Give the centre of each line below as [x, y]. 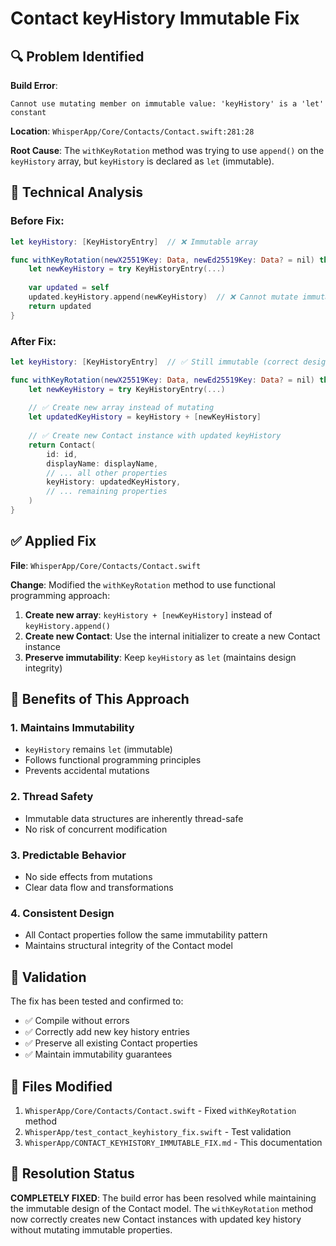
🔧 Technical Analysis [76, 192]
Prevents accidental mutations [87, 771]
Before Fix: [37, 221]
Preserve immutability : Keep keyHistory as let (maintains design [160, 657]
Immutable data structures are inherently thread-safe [134, 818]
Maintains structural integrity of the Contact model [128, 946]
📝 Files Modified [61, 1086]
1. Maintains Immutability [72, 728]
